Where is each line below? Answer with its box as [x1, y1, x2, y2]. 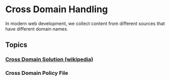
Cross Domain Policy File [5, 70, 68, 77]
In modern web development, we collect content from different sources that [5, 20, 165, 26]
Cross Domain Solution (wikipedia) [5, 56, 94, 63]
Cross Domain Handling [5, 4, 109, 15]
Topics [5, 41, 28, 49]
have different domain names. [5, 25, 68, 32]
